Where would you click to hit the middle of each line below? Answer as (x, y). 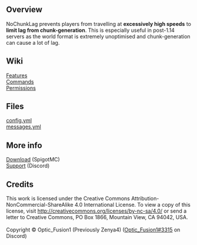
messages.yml (24, 127)
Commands (20, 81)
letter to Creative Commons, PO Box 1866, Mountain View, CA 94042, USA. (97, 217)
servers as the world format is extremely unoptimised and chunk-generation (98, 36)
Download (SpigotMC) (33, 160)
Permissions (21, 88)
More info (24, 145)
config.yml (19, 121)
